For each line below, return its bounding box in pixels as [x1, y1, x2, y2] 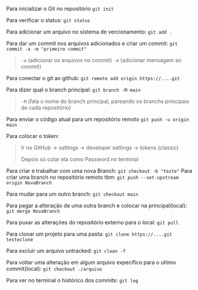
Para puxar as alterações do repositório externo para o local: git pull [6, 219, 179, 226]
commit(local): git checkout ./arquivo [6, 265, 102, 272]
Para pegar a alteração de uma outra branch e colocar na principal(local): [6, 202, 187, 209]
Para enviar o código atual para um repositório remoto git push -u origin [6, 116, 190, 123]
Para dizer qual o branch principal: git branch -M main [6, 86, 141, 93]
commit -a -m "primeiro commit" [6, 46, 87, 52]
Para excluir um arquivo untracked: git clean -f [6, 248, 126, 254]
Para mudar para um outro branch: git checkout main [6, 191, 139, 197]
